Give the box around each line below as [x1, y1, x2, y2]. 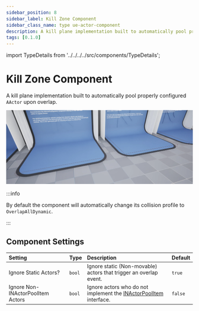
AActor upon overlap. [6, 99, 57, 106]
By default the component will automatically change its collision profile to [6, 202, 185, 209]
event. [86, 275, 102, 282]
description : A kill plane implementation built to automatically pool [6, 28, 187, 34]
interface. [86, 296, 111, 303]
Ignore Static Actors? [8, 269, 60, 276]
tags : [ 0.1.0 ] [6, 34, 41, 41]
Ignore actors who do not [86, 284, 149, 291]
